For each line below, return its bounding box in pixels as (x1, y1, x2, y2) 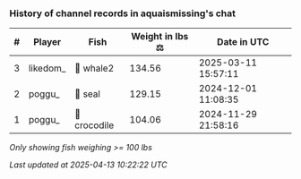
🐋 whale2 (74, 62, 115, 74)
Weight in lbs (131, 30, 189, 43)
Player (32, 36, 62, 48)
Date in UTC (216, 36, 270, 48)
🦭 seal (74, 88, 101, 100)
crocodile (74, 119, 115, 132)
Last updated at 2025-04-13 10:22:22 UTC (9, 159, 168, 170)
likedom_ (28, 62, 66, 74)
